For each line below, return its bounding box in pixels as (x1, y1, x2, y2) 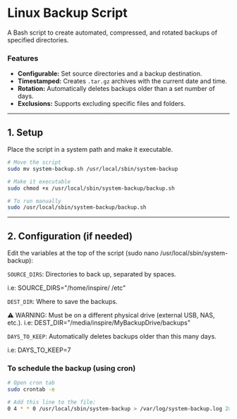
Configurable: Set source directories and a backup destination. (17, 69, 202, 78)
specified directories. (7, 35, 69, 44)
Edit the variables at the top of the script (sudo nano (7, 249, 159, 257)
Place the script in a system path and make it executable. (7, 145, 174, 154)
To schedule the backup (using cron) (7, 363, 136, 373)
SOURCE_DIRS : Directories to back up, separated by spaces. (7, 270, 176, 279)
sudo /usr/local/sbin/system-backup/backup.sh (7, 204, 147, 211)
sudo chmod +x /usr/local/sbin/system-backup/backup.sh (7, 185, 175, 192)
